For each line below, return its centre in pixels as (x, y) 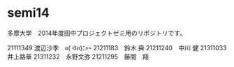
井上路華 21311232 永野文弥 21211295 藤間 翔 (78, 57)
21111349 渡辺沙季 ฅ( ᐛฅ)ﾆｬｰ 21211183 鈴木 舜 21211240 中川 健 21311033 (117, 47)
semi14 (29, 13)
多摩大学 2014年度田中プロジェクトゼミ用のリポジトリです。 (97, 33)
